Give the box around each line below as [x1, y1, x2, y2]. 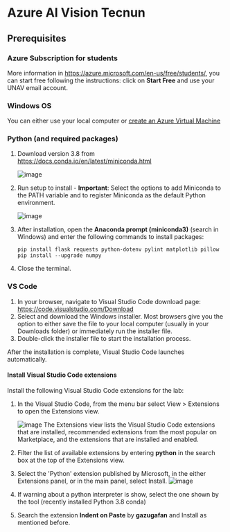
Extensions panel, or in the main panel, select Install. [17, 477, 168, 485]
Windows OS [7, 100, 52, 110]
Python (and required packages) [7, 134, 119, 143]
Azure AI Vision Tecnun [7, 5, 145, 21]
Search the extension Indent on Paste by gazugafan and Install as [17, 511, 207, 519]
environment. [17, 199, 55, 207]
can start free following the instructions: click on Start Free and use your [7, 76, 215, 85]
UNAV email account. [7, 83, 68, 91]
